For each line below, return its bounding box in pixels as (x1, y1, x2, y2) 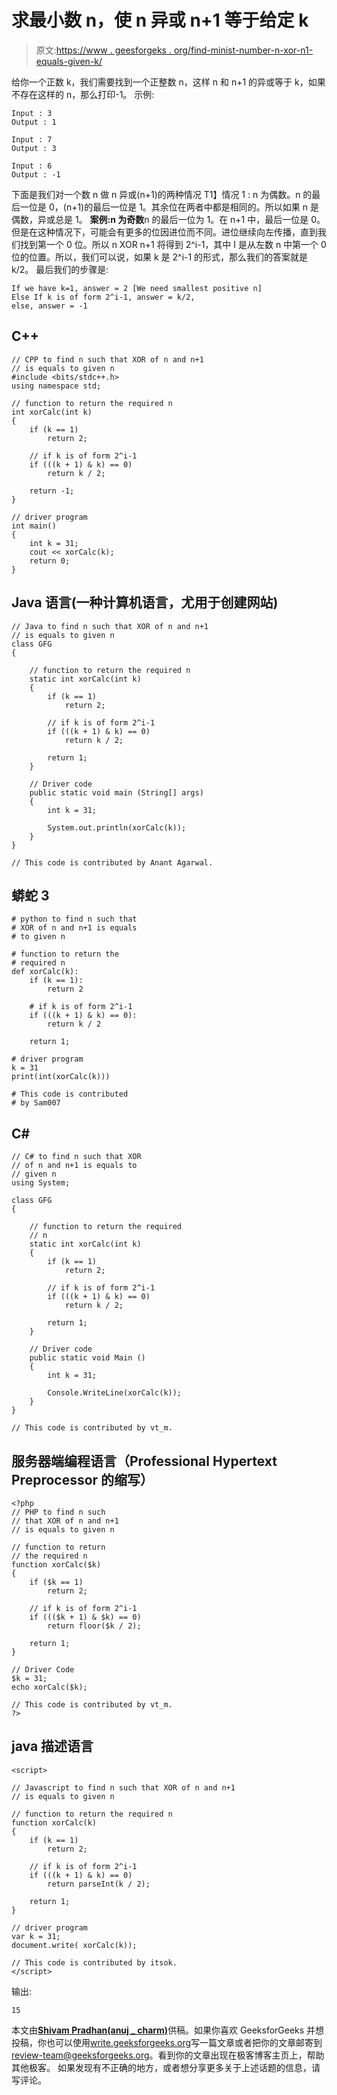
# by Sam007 (11, 1098, 61, 1108)
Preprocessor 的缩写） (11, 1471, 154, 1488)
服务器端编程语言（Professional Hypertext (11, 1452, 278, 1470)
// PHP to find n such (11, 1507, 106, 1517)
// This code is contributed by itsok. (11, 1957, 178, 1968)
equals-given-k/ (35, 55, 103, 67)
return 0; (29, 556, 71, 566)
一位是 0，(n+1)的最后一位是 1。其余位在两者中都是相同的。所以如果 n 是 (19, 201, 319, 213)
